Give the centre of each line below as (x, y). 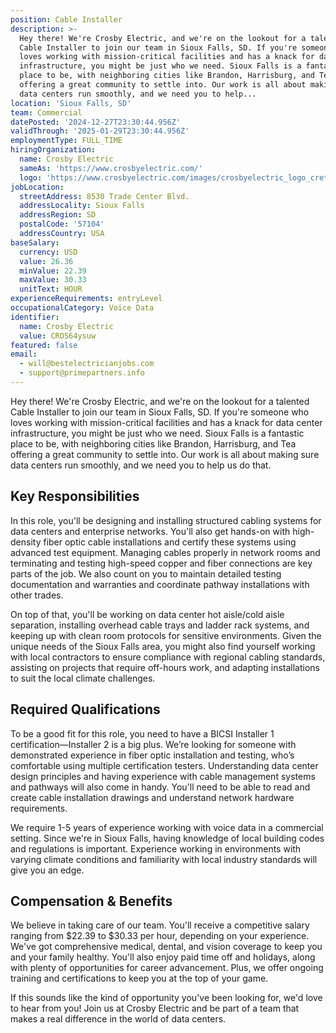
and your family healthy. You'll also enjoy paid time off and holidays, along (163, 957)
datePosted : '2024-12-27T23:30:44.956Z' (96, 122)
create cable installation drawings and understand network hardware (152, 797)
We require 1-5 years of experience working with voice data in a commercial (167, 827)
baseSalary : (35, 242)
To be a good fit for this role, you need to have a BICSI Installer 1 (142, 733)
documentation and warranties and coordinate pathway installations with (160, 584)
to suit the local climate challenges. (83, 678)
